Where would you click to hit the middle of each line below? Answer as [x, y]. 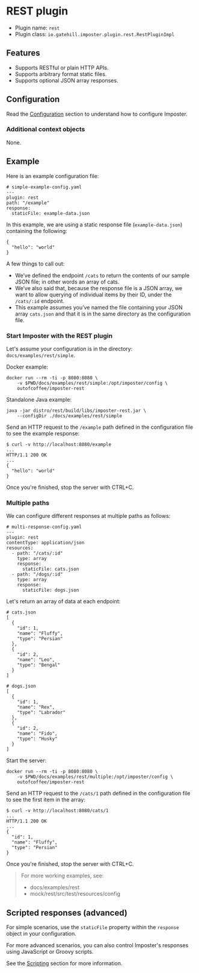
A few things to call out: [35, 264]
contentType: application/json [45, 543]
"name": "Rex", [36, 707]
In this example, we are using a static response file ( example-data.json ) [94, 225]
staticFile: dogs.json [51, 590]
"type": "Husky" [38, 739]
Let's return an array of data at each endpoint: [63, 602]
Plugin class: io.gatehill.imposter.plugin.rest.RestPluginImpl [95, 34]
